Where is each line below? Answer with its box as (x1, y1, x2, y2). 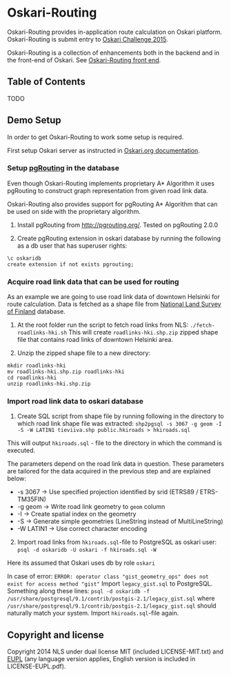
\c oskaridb (7, 255, 41, 262)
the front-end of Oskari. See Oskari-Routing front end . (7, 55, 161, 64)
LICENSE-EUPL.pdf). (7, 662, 66, 671)
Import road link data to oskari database (7, 397, 143, 406)
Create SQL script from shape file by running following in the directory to (17, 412, 224, 420)
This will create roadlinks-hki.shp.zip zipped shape (68, 328, 219, 336)
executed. (7, 446, 36, 455)
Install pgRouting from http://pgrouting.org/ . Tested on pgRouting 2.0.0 (17, 220, 219, 229)
